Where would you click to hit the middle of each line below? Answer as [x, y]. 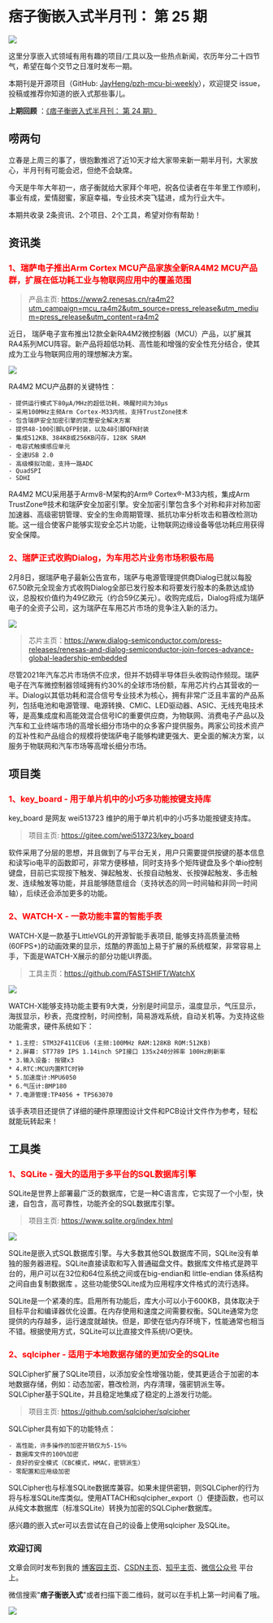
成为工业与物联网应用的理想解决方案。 [72, 354]
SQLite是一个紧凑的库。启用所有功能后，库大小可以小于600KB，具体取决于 [134, 1301]
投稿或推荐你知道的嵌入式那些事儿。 [69, 93]
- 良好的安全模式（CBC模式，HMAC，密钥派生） [76, 1463]
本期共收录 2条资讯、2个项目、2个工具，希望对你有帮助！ [105, 214]
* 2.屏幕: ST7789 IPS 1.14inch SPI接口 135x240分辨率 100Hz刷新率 [117, 1052]
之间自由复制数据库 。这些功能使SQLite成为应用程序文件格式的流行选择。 [131, 1283]
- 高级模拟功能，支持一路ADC [51, 464]
